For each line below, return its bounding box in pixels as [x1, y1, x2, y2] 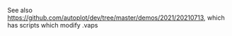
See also [7, 6, 33, 14]
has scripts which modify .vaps [7, 21, 98, 29]
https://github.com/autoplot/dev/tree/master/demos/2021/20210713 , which [7, 13, 225, 22]
